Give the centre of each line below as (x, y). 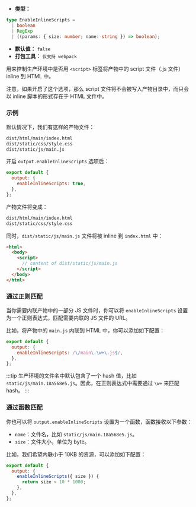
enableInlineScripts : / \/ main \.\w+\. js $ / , (70, 353)
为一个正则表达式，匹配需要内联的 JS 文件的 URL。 (69, 318)
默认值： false (33, 49)
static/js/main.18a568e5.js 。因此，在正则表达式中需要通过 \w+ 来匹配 (93, 383)
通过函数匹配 (25, 407)
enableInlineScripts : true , (51, 184)
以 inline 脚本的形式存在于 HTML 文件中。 (57, 96)
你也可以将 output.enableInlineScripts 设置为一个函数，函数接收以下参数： (99, 422)
